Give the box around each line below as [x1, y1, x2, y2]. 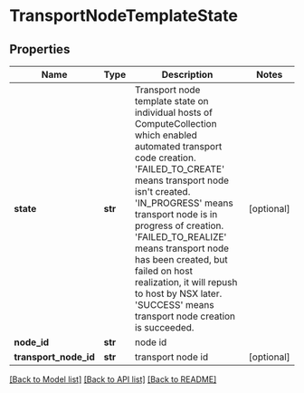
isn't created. [134, 186, 191, 197]
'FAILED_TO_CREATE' [134, 163, 224, 175]
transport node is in [134, 208, 218, 220]
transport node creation [134, 310, 236, 322]
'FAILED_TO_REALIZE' [134, 231, 227, 243]
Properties [9, 42, 71, 57]
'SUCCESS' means [134, 299, 214, 311]
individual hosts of [134, 106, 213, 119]
